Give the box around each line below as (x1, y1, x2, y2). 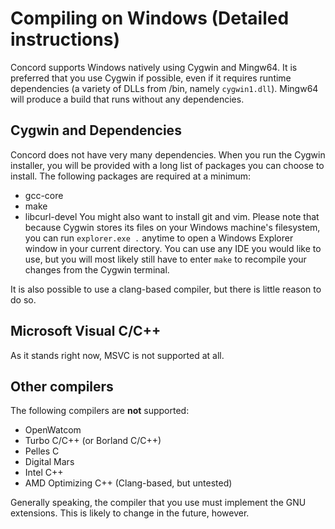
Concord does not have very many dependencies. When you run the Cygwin (10, 148, 326, 161)
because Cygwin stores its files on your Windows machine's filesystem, (24, 221, 321, 233)
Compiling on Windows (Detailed (10, 7, 290, 30)
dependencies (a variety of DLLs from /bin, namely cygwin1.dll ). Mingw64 (10, 82, 319, 94)
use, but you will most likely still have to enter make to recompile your (24, 253, 307, 265)
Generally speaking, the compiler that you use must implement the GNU (10, 497, 307, 509)
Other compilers (10, 378, 114, 395)
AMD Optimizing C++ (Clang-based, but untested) (24, 477, 233, 489)
